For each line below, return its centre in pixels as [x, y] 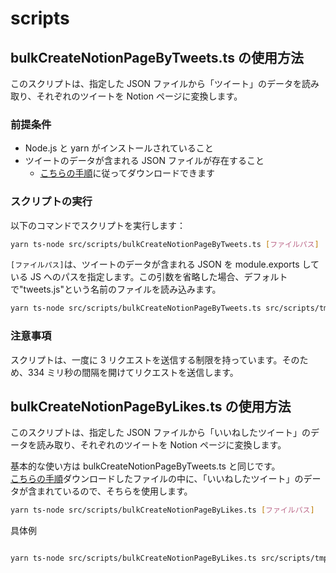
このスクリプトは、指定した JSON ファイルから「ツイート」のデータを [156, 83]
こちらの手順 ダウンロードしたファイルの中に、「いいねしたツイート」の [157, 479]
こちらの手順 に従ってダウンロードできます [127, 173]
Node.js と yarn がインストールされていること [119, 148]
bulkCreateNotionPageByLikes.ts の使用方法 [151, 407]
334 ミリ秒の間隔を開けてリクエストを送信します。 [133, 372]
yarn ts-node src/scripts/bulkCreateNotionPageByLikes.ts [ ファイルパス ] [162, 510]
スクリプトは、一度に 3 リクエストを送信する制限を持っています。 [146, 359]
